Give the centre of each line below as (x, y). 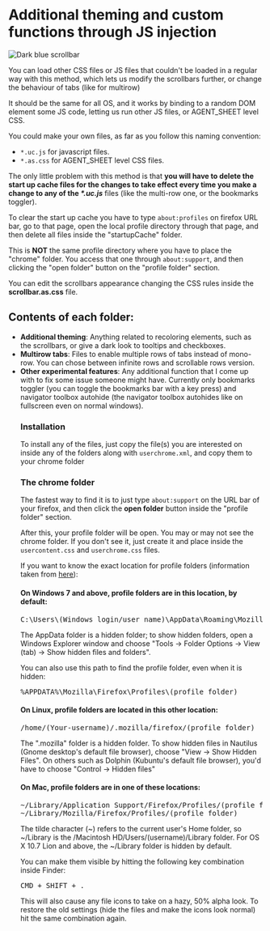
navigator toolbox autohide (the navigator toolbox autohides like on (131, 397)
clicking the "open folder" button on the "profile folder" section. (114, 267)
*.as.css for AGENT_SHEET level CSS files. (92, 160)
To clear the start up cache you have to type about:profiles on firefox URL (133, 217)
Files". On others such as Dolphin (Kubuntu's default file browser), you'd (140, 760)
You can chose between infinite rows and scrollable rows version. (146, 363)
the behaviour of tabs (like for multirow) (74, 87)
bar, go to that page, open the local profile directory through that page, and (133, 226)
